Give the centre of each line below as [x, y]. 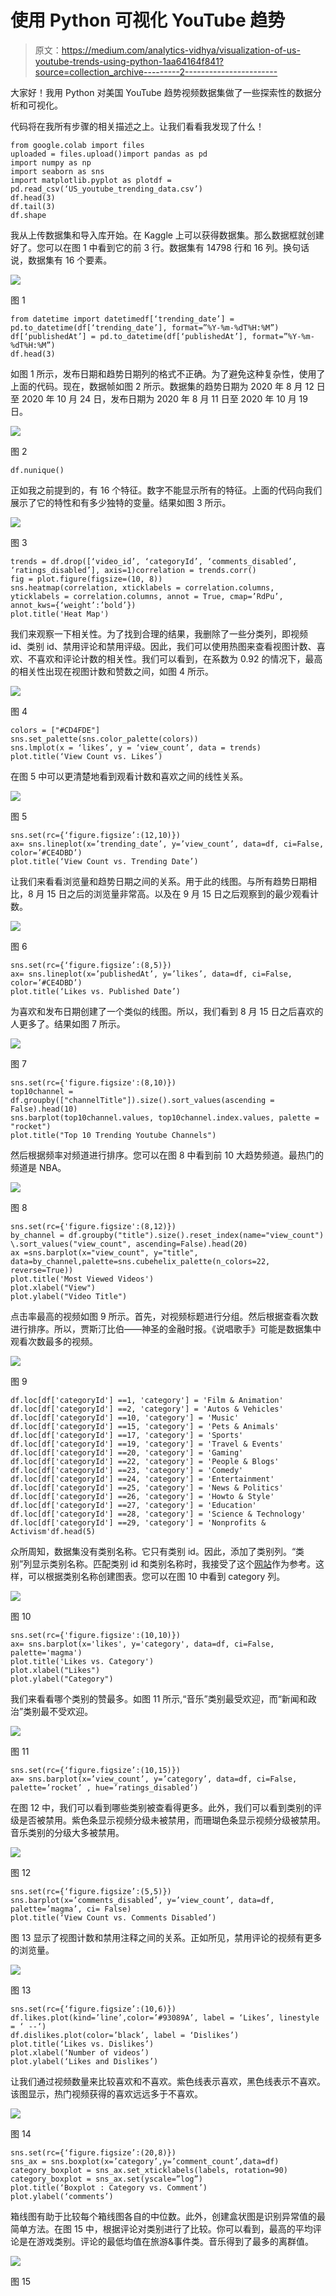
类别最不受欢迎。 [58, 1711]
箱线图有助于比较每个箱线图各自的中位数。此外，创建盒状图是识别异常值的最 [168, 2216]
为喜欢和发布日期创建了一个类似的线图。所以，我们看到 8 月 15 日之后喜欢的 [167, 1011]
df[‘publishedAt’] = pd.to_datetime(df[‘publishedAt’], [129, 336]
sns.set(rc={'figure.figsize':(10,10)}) [96, 1635]
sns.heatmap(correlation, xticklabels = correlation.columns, [142, 587]
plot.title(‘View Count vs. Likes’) [86, 756]
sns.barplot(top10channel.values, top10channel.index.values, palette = [165, 1117]
